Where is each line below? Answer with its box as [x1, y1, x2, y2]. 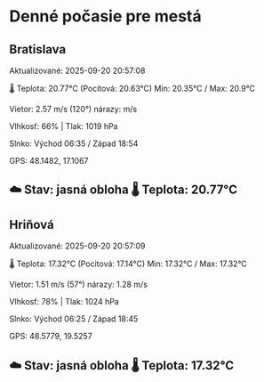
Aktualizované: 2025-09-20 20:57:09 [9, 240, 146, 251]
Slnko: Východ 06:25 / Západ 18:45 [9, 313, 139, 324]
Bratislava [9, 42, 67, 57]
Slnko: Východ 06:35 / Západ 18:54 [9, 138, 139, 149]
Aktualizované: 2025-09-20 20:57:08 [9, 65, 146, 76]
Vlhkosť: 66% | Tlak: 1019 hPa [9, 121, 118, 131]
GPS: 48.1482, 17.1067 [9, 156, 89, 166]
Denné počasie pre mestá [9, 6, 202, 27]
